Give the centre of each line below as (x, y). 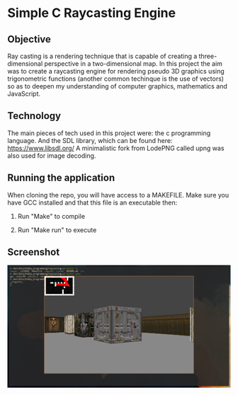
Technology (34, 116)
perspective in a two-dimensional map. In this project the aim (134, 64)
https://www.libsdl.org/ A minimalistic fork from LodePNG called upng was (116, 148)
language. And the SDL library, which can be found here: (90, 140)
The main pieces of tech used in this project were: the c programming (109, 133)
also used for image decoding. (52, 155)
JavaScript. (24, 94)
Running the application (61, 178)
